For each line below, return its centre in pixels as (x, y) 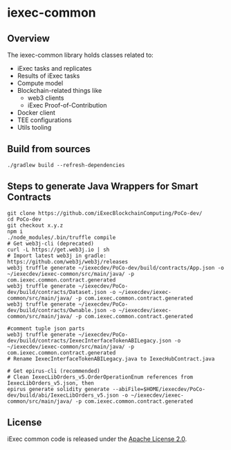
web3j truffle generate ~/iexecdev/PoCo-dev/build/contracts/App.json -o (116, 268)
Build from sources (49, 149)
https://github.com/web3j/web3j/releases (68, 261)
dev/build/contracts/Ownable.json (57, 310)
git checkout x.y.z (35, 225)
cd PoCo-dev (24, 219)
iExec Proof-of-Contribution (67, 105)
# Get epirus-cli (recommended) (54, 371)
